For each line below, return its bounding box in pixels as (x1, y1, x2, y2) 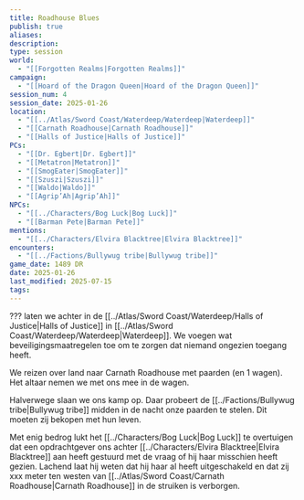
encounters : (9, 243, 55, 252)
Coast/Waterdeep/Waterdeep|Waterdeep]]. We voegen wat (9, 330, 233, 341)
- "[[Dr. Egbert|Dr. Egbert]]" (17, 149, 137, 158)
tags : (9, 285, 30, 294)
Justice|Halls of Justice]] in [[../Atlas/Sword (9, 320, 173, 331)
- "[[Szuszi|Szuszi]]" (17, 175, 104, 184)
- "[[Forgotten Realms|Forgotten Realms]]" (17, 65, 185, 74)
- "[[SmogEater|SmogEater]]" (17, 166, 129, 176)
